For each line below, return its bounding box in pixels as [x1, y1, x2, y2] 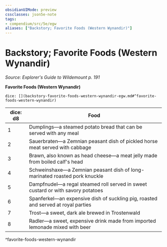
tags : [5, 16, 16, 21]
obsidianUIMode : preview [5, 7, 57, 12]
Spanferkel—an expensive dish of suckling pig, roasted [29, 195, 158, 202]
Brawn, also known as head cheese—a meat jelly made [29, 152, 158, 159]
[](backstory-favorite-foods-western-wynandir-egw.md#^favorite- [18, 94, 157, 99]
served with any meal [29, 130, 79, 137]
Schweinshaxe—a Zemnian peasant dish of [29, 166, 130, 173]
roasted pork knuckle [54, 173, 103, 180]
